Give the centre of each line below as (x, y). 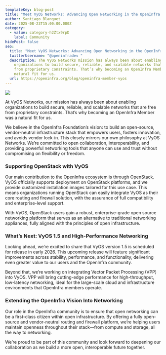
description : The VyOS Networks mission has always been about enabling (86, 60)
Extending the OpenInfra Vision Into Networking (64, 301)
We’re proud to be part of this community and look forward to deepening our (83, 342)
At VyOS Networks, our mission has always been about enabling (71, 102)
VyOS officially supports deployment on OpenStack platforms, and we (76, 182)
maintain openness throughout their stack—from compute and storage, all (80, 327)
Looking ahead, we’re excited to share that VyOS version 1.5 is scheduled (80, 247)
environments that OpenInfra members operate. (54, 288)
